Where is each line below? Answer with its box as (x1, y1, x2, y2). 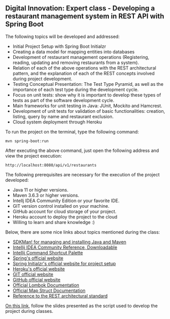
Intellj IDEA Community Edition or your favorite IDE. (12, 198, 120, 204)
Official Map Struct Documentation (12, 287, 86, 294)
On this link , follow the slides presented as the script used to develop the (5, 302, 158, 309)
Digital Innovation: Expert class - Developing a (5, 4, 155, 13)
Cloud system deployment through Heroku (12, 119, 102, 125)
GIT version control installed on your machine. (12, 203, 109, 209)
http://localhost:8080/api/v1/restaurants (5, 163, 97, 168)
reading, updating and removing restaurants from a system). (12, 59, 139, 66)
